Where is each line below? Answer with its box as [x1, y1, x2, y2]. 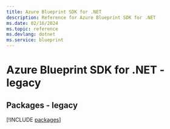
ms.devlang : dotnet [6, 31, 56, 38]
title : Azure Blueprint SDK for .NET [6, 8, 102, 15]
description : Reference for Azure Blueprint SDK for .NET [6, 15, 156, 21]
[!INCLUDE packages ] [6, 116, 61, 123]
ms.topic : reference [6, 25, 59, 32]
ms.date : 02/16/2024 [6, 20, 59, 26]
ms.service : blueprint [6, 37, 64, 43]
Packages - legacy [6, 100, 78, 110]
